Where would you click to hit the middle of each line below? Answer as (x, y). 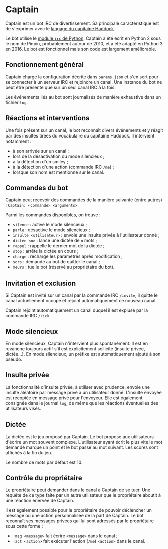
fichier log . (17, 102)
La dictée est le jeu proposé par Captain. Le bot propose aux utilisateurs (80, 436)
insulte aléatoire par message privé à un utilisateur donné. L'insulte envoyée (83, 392)
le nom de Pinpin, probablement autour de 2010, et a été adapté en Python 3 (84, 43)
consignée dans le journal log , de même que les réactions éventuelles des (82, 403)
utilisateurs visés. (23, 408)
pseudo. (14, 359)
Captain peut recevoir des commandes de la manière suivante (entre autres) (84, 200)
